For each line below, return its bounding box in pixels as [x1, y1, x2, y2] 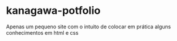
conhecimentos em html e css [6, 29, 79, 36]
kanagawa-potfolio [6, 4, 101, 17]
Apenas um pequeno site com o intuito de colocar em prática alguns [6, 23, 171, 30]
